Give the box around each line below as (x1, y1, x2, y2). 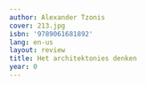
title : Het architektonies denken (9, 54, 138, 63)
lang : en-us (9, 37, 53, 47)
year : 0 (9, 63, 38, 72)
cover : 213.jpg (9, 21, 66, 30)
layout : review (9, 46, 66, 55)
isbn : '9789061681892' (9, 29, 93, 38)
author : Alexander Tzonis (9, 12, 105, 22)
